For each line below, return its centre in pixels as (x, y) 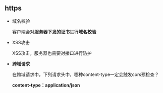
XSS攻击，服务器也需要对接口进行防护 (52, 53)
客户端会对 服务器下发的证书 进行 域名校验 (54, 32)
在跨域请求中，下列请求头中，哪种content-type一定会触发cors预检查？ (86, 74)
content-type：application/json (46, 85)
